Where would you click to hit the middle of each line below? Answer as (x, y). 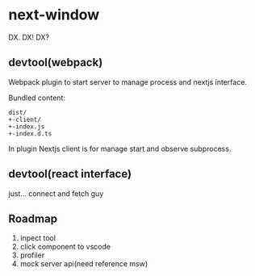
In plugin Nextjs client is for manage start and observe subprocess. (120, 148)
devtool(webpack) (56, 63)
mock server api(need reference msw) (84, 264)
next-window (54, 15)
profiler (32, 255)
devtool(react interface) (70, 174)
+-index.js (27, 127)
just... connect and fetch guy (56, 193)
